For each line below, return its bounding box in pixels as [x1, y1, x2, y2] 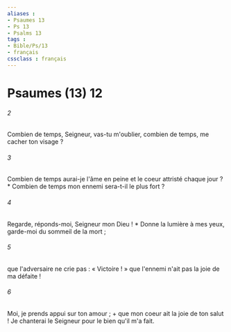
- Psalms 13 [7, 29, 42, 37]
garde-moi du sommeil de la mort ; [7, 227, 106, 235]
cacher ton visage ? [7, 138, 64, 146]
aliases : [7, 10, 36, 17]
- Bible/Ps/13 [7, 42, 49, 49]
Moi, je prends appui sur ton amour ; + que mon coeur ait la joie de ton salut [7, 309, 224, 317]
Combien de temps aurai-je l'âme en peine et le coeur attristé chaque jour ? [7, 175, 223, 183]
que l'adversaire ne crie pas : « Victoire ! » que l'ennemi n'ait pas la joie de [7, 265, 220, 273]
